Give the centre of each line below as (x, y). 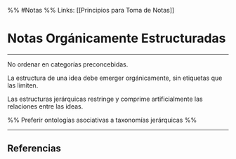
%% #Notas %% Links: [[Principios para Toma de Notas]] (91, 10)
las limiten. (23, 85)
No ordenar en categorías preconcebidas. (68, 64)
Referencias (34, 149)
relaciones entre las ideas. (45, 106)
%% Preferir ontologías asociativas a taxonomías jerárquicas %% (102, 120)
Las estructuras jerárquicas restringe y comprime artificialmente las (105, 99)
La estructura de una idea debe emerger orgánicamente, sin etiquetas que (115, 78)
